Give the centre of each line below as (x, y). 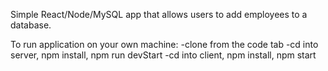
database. (31, 25)
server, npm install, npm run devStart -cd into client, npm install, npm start (163, 55)
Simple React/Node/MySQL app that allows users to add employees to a (159, 14)
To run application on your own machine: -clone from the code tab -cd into (164, 44)
